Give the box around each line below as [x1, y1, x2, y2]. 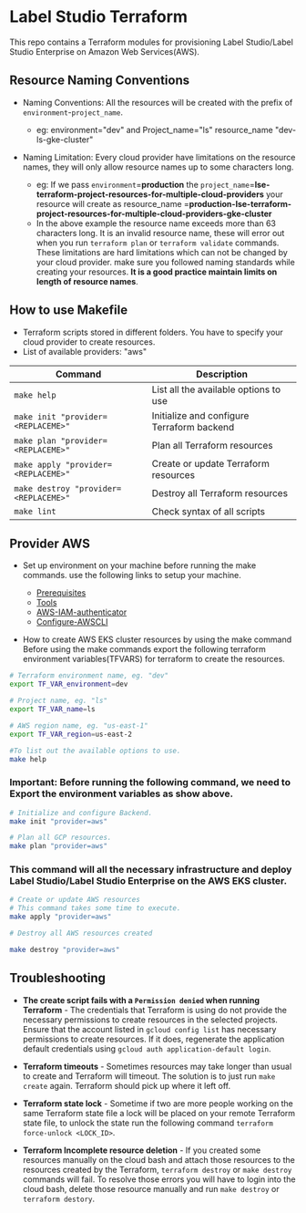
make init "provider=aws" [9, 816, 107, 826]
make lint [14, 506, 56, 516]
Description [195, 368, 249, 380]
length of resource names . [36, 275, 138, 286]
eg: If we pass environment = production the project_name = [36, 179, 255, 190]
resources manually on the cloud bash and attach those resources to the [22, 1154, 296, 1165]
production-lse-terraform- [189, 198, 292, 209]
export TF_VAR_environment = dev [9, 679, 128, 689]
